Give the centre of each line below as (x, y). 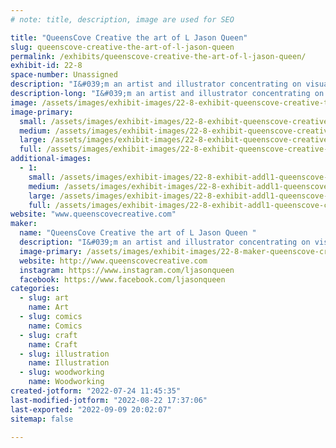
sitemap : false (42, 419)
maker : (24, 224)
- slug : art (44, 298)
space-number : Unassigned (64, 75)
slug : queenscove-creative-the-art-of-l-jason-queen (122, 47)
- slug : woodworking (62, 372)
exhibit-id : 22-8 (46, 66)
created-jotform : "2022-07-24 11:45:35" (96, 391)
